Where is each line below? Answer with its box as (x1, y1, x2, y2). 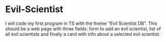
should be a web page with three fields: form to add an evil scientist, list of (5, 25, 161, 31)
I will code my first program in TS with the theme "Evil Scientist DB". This (5, 20, 157, 26)
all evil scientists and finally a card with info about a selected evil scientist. (5, 31, 161, 37)
